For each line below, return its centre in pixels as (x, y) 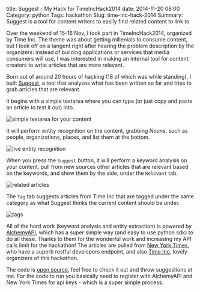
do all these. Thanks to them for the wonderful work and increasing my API (99, 239)
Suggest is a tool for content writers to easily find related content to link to (98, 21)
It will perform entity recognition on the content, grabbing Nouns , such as (97, 131)
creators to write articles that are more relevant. (65, 65)
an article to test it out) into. (40, 107)
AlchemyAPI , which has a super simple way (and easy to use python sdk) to (100, 233)
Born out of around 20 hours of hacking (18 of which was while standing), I (99, 77)
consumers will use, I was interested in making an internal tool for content (97, 59)
